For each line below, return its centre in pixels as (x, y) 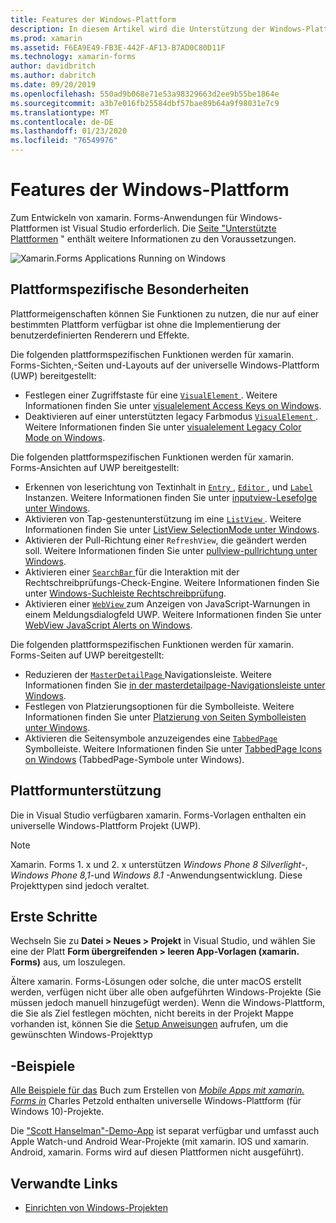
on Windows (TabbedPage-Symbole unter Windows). (134, 759)
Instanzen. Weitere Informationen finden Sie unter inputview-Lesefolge (171, 497)
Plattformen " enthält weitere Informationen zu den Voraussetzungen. (153, 238)
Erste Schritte (54, 916)
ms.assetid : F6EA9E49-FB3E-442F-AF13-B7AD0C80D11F (118, 47)
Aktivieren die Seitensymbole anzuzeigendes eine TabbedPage (151, 738)
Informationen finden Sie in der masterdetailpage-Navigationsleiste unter (175, 685)
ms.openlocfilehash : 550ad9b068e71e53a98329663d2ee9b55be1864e (145, 94)
